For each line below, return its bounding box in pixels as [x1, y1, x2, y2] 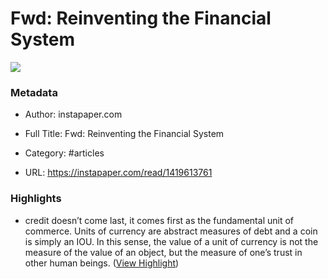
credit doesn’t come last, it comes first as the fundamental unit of [24, 214, 294, 226]
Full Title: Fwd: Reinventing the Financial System [24, 128, 225, 140]
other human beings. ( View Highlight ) [24, 257, 180, 269]
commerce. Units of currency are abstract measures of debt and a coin [24, 225, 318, 237]
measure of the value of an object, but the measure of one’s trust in [24, 246, 303, 258]
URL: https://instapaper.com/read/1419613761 [24, 167, 213, 179]
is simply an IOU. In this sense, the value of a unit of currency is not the [24, 235, 319, 247]
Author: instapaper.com [24, 108, 123, 121]
